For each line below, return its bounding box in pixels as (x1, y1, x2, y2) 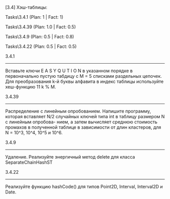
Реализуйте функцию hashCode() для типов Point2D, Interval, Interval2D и (5, 184, 163, 189)
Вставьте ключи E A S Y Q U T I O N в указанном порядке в (5, 68, 133, 74)
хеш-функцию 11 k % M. (5, 84, 57, 90)
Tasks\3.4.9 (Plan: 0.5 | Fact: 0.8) (5, 34, 74, 39)
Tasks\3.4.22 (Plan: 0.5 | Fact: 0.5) (5, 43, 77, 49)
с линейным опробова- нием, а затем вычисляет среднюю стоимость (5, 119, 158, 125)
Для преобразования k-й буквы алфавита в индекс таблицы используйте (5, 78, 164, 84)
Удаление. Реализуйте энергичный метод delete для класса (5, 154, 135, 160)
